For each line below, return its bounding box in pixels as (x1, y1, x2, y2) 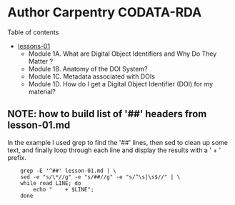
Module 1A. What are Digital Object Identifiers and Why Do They (28, 49, 217, 58)
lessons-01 (17, 41, 51, 50)
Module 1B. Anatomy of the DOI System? (28, 64, 148, 73)
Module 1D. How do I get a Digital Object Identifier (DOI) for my (28, 79, 214, 88)
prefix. (7, 153, 27, 161)
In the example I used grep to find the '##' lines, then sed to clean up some (7, 138, 229, 146)
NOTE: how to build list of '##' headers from (7, 108, 207, 120)
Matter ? (28, 56, 54, 65)
